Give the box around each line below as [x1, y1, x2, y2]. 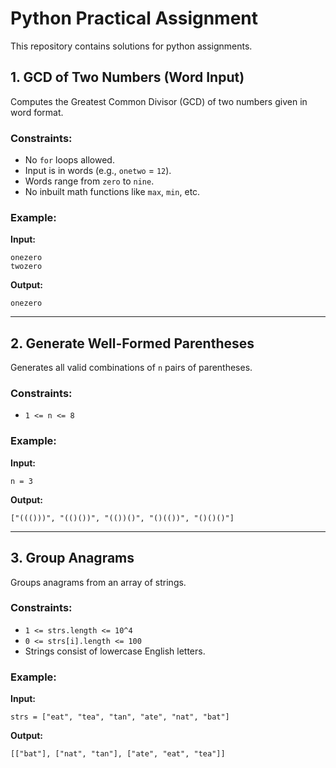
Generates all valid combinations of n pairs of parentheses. [10, 362, 253, 374]
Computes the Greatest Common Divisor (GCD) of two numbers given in [10, 95, 308, 107]
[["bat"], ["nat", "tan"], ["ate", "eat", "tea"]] [10, 749, 226, 759]
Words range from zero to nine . [24, 175, 155, 187]
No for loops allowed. [24, 154, 115, 166]
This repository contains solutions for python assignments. [10, 40, 253, 52]
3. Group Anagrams [10, 550, 135, 567]
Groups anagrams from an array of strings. [10, 576, 187, 588]
